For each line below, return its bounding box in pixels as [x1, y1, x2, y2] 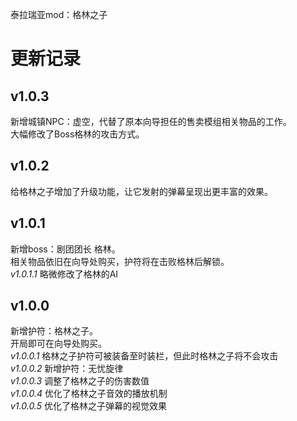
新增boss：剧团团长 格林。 [10, 243, 121, 255]
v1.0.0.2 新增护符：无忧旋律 [10, 363, 124, 375]
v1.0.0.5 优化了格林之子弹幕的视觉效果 [10, 400, 167, 412]
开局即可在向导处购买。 [10, 338, 107, 350]
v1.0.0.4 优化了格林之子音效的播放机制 [10, 388, 168, 400]
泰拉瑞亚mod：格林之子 [10, 9, 108, 20]
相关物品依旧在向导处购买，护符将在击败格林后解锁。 [10, 255, 230, 267]
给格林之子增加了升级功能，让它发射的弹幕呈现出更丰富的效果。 [10, 185, 273, 197]
